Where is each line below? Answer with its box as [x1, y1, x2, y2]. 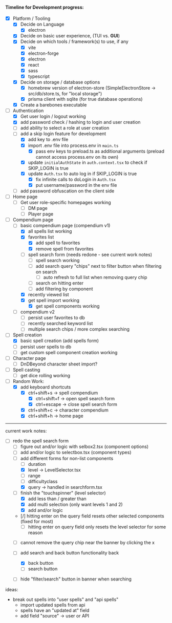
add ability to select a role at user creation [20, 125, 110, 131]
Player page [28, 211, 54, 217]
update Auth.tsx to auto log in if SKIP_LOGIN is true [28, 170, 137, 177]
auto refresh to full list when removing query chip [43, 274, 147, 280]
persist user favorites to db [28, 315, 85, 321]
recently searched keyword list [28, 320, 93, 327]
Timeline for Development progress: [5, 4, 84, 10]
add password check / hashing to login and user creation [20, 119, 141, 125]
